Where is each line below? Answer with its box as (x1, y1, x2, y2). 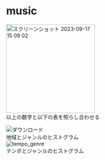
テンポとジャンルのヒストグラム (6, 147, 84, 154)
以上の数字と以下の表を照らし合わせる (6, 113, 100, 120)
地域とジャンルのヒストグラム (6, 133, 79, 140)
